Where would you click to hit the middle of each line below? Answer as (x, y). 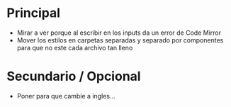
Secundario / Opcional (74, 77)
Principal (34, 13)
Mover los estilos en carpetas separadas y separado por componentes (120, 40)
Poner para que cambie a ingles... (66, 96)
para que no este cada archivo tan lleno (75, 47)
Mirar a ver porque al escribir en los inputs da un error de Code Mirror (119, 33)
